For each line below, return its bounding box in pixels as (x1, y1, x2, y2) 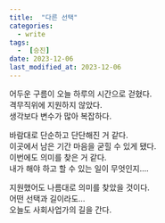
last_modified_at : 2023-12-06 (9, 63, 122, 72)
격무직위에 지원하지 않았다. (9, 99, 103, 110)
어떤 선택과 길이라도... (9, 193, 86, 203)
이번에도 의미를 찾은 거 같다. (9, 152, 107, 162)
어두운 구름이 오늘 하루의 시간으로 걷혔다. (9, 88, 153, 99)
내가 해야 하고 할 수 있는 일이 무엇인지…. (9, 162, 149, 174)
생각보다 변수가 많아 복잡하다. (9, 111, 112, 121)
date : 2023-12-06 (9, 54, 74, 63)
